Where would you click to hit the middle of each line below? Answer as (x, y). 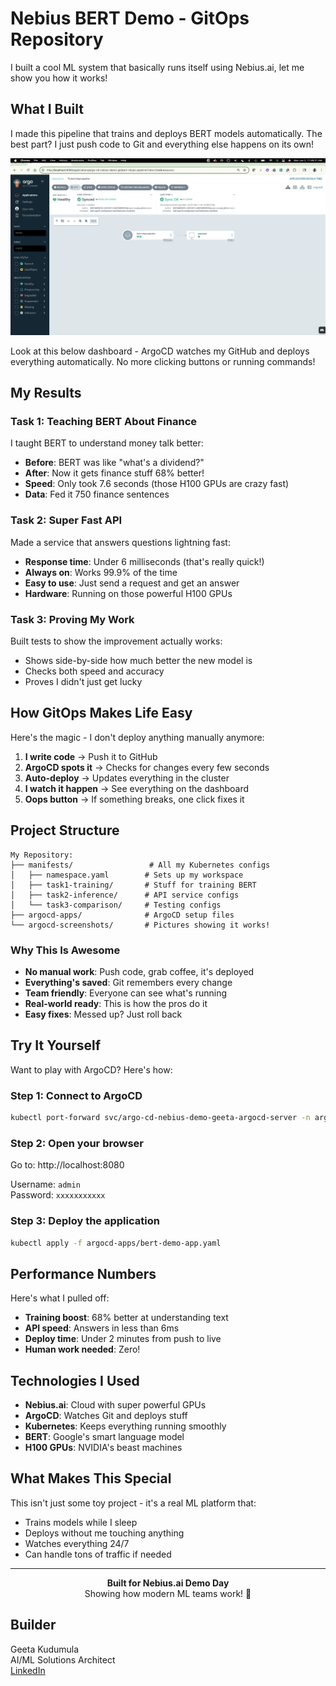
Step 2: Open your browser (77, 1143)
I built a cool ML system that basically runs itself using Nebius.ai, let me (157, 67)
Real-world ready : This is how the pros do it (116, 1003)
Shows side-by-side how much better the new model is (138, 661)
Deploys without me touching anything (104, 1533)
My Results (46, 393)
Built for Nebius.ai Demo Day (168, 1583)
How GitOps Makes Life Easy (101, 713)
